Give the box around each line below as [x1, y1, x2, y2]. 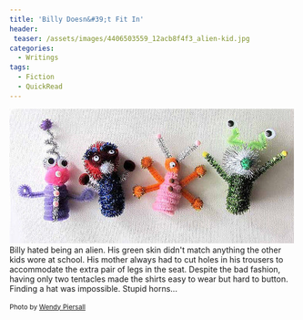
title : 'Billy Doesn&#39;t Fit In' [9, 15, 145, 24]
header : [9, 24, 39, 34]
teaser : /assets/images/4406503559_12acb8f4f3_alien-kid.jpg [13, 34, 250, 43]
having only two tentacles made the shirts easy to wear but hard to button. [9, 274, 288, 284]
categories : [9, 44, 55, 53]
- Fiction [17, 73, 55, 82]
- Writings [17, 53, 59, 63]
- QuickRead [17, 82, 64, 91]
